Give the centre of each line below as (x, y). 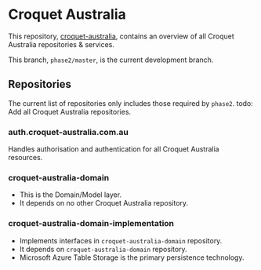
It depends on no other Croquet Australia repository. (104, 203)
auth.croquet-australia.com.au (69, 132)
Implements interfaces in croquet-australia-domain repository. (121, 240)
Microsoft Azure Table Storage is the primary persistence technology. (132, 257)
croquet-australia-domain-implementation (91, 224)
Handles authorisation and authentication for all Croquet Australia (114, 149)
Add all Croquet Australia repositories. (70, 111)
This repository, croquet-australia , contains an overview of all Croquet (121, 36)
